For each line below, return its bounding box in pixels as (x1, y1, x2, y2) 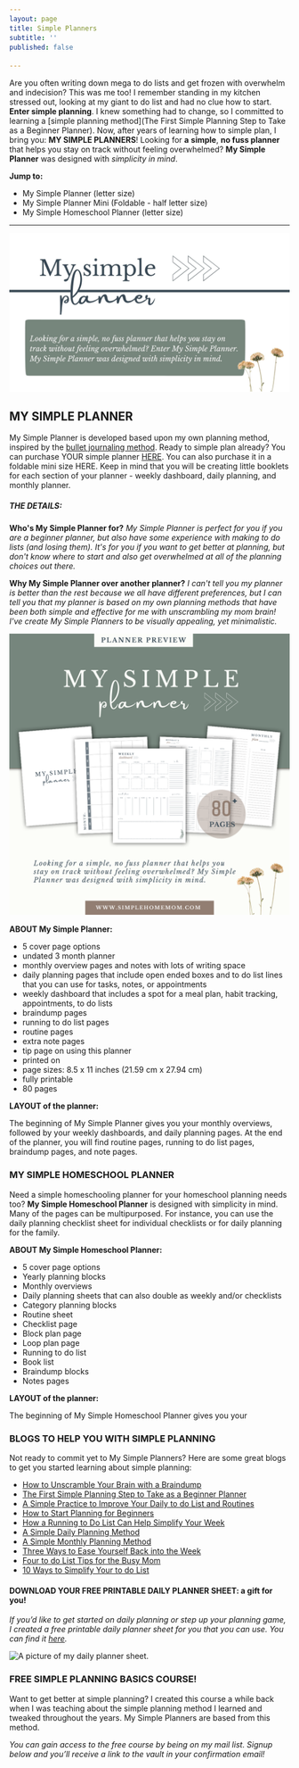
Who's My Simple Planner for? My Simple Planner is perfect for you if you (9, 523, 283, 534)
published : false (9, 43, 74, 52)
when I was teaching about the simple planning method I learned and (9, 1703, 263, 1714)
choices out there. (9, 560, 76, 571)
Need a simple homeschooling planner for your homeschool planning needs (9, 1189, 287, 1199)
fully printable (21, 1074, 74, 1084)
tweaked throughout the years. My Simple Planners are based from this (9, 1712, 271, 1722)
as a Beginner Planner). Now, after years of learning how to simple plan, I (9, 125, 277, 136)
